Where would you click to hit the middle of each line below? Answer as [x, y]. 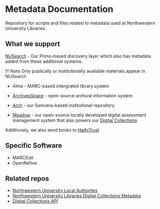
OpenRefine [25, 163]
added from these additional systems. [44, 61]
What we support [33, 44]
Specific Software [34, 146]
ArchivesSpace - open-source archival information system [73, 95]
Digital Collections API [35, 201]
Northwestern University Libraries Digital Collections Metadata [77, 196]
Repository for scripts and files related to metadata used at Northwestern [80, 23]
